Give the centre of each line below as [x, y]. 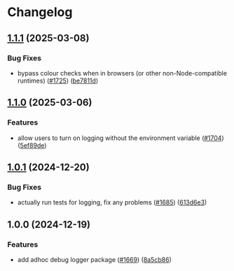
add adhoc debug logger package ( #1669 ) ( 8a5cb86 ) [94, 259]
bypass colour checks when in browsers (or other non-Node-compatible [122, 73]
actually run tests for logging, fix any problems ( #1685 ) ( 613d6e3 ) [112, 202]
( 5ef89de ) [32, 145]
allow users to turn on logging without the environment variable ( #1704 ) [121, 138]
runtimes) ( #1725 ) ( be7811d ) [58, 81]
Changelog [40, 12]
